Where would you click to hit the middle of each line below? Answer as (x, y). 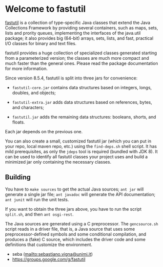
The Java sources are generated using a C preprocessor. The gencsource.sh (82, 223)
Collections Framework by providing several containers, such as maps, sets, (81, 27)
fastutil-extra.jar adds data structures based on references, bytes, (82, 102)
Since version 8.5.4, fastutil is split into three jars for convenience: (71, 78)
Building (18, 177)
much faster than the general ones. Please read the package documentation (82, 63)
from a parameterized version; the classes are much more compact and (77, 58)
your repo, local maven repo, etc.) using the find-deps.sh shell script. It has (81, 146)
